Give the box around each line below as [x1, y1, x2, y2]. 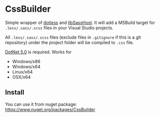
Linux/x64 [12, 69, 33, 74]
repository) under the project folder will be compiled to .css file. [5, 39, 134, 45]
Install [5, 88, 24, 96]
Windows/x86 [12, 58, 41, 64]
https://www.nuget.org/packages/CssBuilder [5, 106, 95, 112]
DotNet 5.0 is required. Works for [5, 49, 72, 55]
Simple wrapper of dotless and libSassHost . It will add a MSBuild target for [5, 20, 155, 25]
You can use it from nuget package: [5, 101, 77, 107]
